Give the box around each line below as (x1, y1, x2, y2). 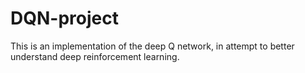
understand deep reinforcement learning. (10, 50, 180, 62)
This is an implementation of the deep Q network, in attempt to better (10, 40, 295, 52)
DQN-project (10, 7, 119, 30)
